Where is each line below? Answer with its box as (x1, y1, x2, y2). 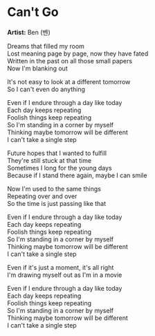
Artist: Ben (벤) (7, 28, 51, 36)
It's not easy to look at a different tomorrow (7, 77, 131, 86)
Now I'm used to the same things (7, 184, 102, 193)
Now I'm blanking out (7, 64, 68, 72)
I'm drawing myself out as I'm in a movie (7, 271, 122, 279)
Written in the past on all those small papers (7, 56, 133, 65)
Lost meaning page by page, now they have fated (7, 49, 149, 58)
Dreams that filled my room (7, 42, 85, 50)
